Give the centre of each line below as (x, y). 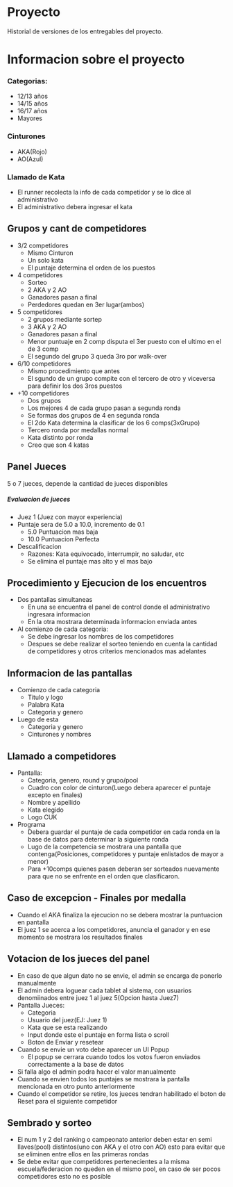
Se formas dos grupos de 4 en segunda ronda (93, 415)
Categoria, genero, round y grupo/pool (83, 780)
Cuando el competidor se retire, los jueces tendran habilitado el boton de (121, 1094)
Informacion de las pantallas (70, 673)
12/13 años (33, 96)
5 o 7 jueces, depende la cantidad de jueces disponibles (88, 483)
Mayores (30, 118)
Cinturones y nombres (59, 735)
